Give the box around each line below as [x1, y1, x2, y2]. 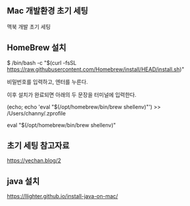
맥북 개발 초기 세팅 [7, 23, 51, 30]
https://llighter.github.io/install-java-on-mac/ [7, 193, 118, 200]
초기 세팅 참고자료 [7, 140, 70, 151]
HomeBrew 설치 [7, 43, 66, 53]
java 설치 [7, 176, 40, 187]
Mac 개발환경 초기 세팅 [7, 5, 89, 16]
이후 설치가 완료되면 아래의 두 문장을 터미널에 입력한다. [7, 91, 137, 98]
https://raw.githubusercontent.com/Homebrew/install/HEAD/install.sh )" [7, 66, 185, 73]
